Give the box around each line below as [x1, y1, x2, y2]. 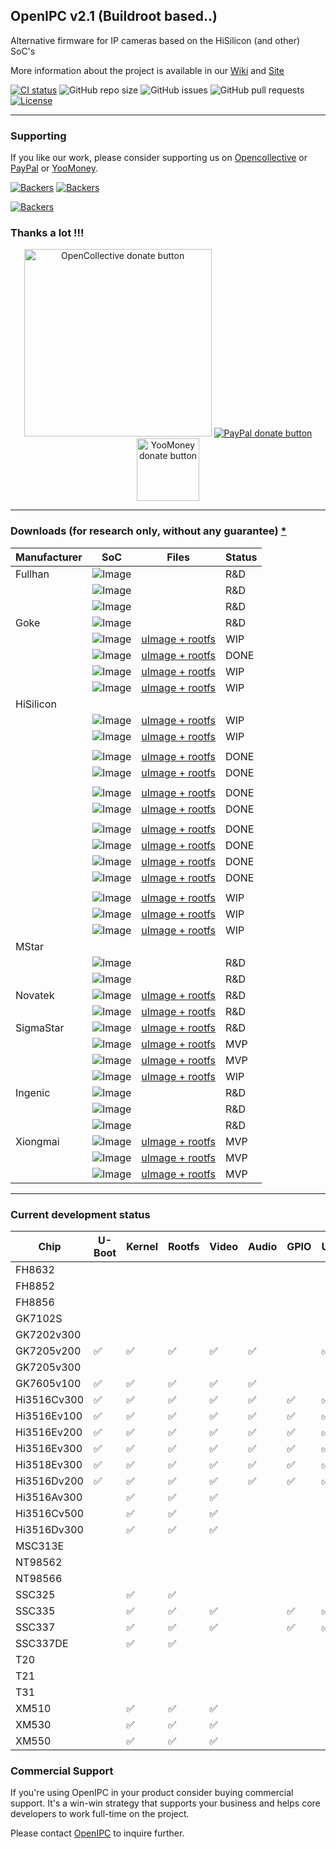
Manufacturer [15, 550, 83, 564]
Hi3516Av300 [15, 1490, 83, 1504]
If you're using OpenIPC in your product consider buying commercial [10, 1787, 294, 1799]
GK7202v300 [15, 1328, 82, 1341]
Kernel [126, 1240, 159, 1253]
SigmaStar [15, 1020, 65, 1034]
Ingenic [15, 1085, 51, 1099]
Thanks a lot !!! [10, 226, 85, 240]
